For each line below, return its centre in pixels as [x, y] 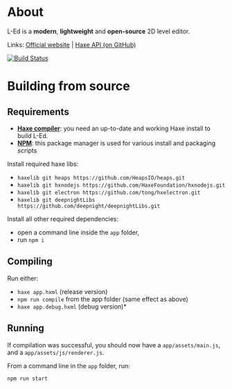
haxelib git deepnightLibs [56, 200]
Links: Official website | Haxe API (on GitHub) [72, 44]
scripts [27, 150]
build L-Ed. [33, 135]
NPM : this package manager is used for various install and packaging [116, 143]
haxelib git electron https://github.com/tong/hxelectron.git [109, 192]
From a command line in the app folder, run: [69, 365]
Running [26, 328]
